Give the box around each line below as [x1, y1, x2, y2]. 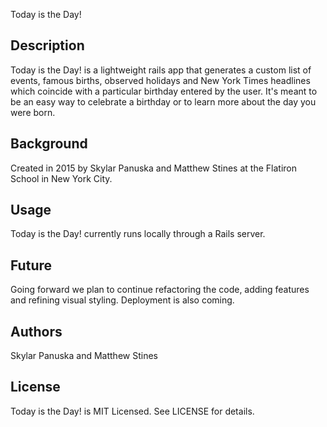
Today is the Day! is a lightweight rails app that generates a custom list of [10, 64, 312, 76]
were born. [10, 106, 56, 118]
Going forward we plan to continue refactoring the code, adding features [10, 284, 310, 296]
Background [10, 135, 88, 153]
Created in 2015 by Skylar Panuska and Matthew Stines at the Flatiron [10, 162, 297, 174]
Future [10, 257, 53, 274]
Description [10, 37, 85, 54]
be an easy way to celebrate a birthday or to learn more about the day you [10, 95, 317, 108]
